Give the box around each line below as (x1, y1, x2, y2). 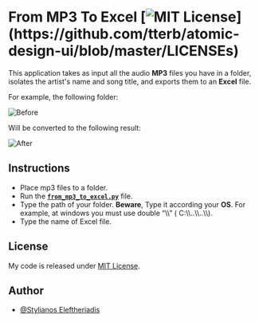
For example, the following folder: (8, 92, 119, 101)
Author (8, 284, 44, 297)
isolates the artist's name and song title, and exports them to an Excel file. (8, 77, 252, 86)
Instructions (8, 162, 70, 175)
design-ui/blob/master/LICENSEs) (8, 42, 239, 60)
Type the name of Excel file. (19, 216, 112, 226)
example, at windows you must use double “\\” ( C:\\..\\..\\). (19, 208, 213, 218)
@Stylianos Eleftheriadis (19, 305, 100, 315)
